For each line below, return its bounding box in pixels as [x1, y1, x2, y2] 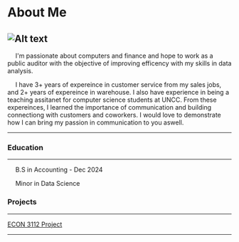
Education [7, 142, 44, 152]
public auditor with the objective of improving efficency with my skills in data [7, 59, 232, 68]
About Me [7, 4, 67, 21]
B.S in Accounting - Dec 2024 [15, 165, 103, 174]
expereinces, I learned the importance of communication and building [7, 103, 212, 111]
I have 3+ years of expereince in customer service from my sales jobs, [15, 80, 222, 89]
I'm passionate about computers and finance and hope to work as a [15, 51, 213, 60]
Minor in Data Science [15, 179, 80, 188]
